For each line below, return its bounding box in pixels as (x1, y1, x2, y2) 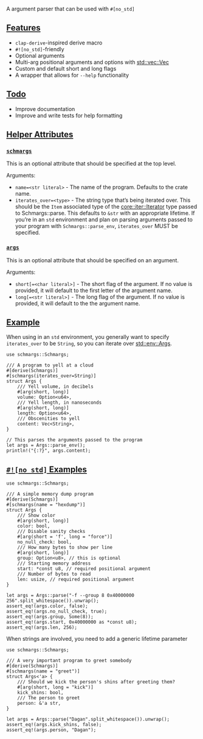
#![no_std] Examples (6, 464, 87, 474)
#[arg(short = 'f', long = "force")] (17, 534, 113, 540)
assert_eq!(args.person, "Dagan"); (6, 727, 97, 734)
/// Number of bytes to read (17, 571, 91, 577)
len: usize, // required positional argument (17, 576, 135, 583)
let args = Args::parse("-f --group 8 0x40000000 (6, 593, 135, 599)
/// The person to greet (17, 695, 80, 701)
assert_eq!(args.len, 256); (6, 624, 78, 630)
